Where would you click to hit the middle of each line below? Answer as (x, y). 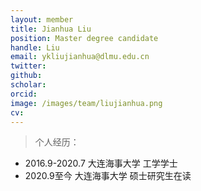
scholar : (28, 85)
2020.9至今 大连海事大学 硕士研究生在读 (108, 176)
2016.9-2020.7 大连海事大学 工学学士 (101, 163)
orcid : (24, 94)
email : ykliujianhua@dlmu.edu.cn (80, 57)
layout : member (42, 19)
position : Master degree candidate (84, 38)
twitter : (28, 66)
